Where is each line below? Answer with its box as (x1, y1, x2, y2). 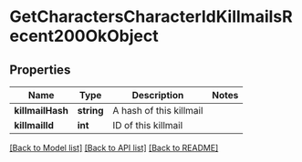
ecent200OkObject (9, 25, 159, 46)
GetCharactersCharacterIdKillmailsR (9, 6, 294, 27)
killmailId (14, 119, 55, 131)
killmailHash (14, 105, 69, 116)
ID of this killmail (112, 119, 183, 131)
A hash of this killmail (112, 105, 203, 116)
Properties (9, 62, 71, 77)
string (77, 105, 104, 116)
